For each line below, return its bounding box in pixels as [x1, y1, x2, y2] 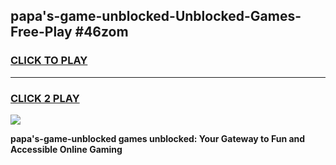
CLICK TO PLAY [10, 54, 88, 68]
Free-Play [10, 24, 73, 41]
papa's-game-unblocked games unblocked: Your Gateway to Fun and [10, 132, 306, 144]
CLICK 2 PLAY [10, 91, 80, 105]
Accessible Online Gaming [10, 143, 123, 155]
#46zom [74, 24, 129, 41]
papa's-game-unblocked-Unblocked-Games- [10, 8, 302, 25]
